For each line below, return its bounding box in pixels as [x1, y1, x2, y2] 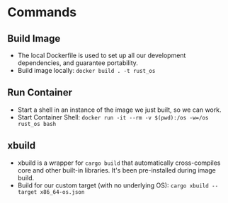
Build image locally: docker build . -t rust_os [17, 66, 156, 74]
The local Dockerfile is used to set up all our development [17, 51, 186, 59]
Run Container [7, 86, 73, 99]
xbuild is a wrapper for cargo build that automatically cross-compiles [17, 158, 221, 167]
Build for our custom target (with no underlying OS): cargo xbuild [17, 181, 209, 190]
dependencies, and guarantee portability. [17, 59, 138, 67]
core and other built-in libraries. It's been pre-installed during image [17, 166, 216, 174]
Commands [7, 4, 77, 21]
